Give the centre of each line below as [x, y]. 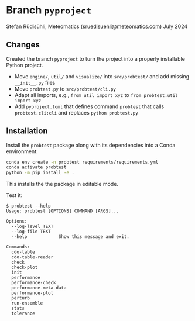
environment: [22, 151]
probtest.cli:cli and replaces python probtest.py [76, 112]
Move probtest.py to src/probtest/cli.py [65, 89]
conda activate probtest [36, 167]
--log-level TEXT [32, 227]
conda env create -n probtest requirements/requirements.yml [82, 162]
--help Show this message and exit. [71, 237]
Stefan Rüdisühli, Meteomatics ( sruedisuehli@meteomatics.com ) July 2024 [97, 26]
